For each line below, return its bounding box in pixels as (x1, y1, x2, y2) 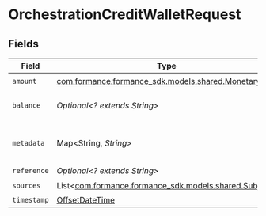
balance (12, 101, 41, 110)
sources (12, 180, 41, 190)
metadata (12, 138, 45, 147)
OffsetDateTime (56, 195, 116, 205)
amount (12, 77, 37, 85)
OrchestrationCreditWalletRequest (8, 6, 241, 24)
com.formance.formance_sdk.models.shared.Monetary (56, 75, 261, 86)
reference (12, 166, 49, 175)
